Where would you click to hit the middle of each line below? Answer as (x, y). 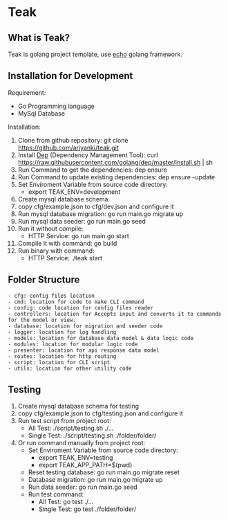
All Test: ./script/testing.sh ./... (71, 428)
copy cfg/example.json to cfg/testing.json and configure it (101, 413)
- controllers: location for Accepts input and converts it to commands (115, 314)
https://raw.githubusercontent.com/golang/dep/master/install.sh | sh (115, 162)
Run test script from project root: (64, 421)
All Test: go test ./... (66, 502)
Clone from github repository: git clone (73, 140)
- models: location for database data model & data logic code (101, 338)
